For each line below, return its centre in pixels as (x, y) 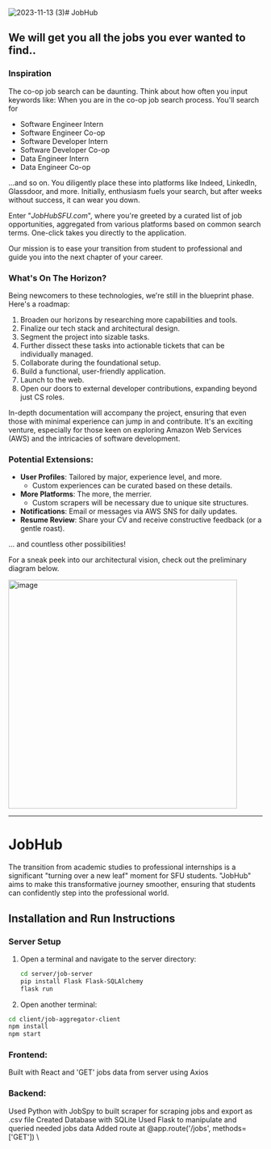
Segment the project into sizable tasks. (85, 336)
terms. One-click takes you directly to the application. (98, 232)
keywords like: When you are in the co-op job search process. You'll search (134, 99)
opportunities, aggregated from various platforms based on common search (135, 224)
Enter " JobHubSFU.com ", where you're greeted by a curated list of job (125, 215)
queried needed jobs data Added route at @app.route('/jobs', (110, 1128)
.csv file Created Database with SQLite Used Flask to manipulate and (123, 1119)
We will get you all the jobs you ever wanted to (127, 38)
